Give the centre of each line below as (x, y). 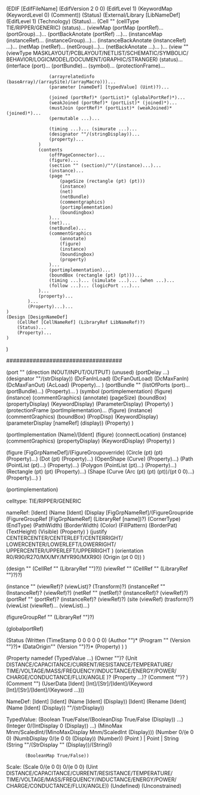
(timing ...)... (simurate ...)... (93, 129)
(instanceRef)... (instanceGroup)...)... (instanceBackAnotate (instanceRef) (96, 40)
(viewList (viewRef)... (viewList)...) (48, 605)
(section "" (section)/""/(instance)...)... (105, 165)
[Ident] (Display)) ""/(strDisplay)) (64, 708)
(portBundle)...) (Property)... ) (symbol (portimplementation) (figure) (90, 391)
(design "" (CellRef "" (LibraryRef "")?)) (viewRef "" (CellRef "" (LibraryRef (97, 569)
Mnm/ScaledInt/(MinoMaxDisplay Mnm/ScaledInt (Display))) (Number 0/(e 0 (100, 732)
